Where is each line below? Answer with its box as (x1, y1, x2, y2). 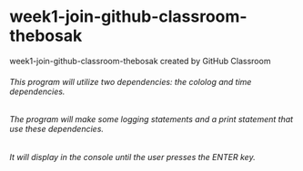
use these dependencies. (9, 124, 105, 135)
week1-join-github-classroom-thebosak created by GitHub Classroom (9, 55, 271, 66)
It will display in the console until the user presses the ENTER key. (9, 151, 257, 162)
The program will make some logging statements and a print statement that (9, 114, 294, 125)
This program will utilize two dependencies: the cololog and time (9, 76, 252, 87)
